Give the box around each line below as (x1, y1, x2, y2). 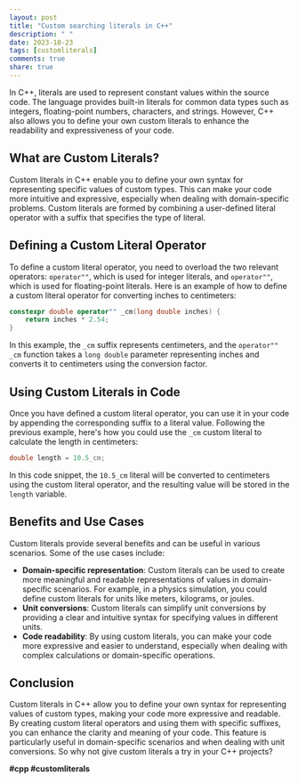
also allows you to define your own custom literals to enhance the (9, 115, 250, 125)
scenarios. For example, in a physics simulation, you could (52, 584, 268, 594)
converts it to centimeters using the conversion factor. (9, 359, 207, 369)
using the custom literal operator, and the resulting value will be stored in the (9, 479, 290, 489)
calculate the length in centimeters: (9, 436, 139, 447)
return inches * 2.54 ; (25, 315, 109, 325)
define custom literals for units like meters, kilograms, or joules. (21, 593, 255, 603)
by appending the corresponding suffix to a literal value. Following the (9, 417, 265, 428)
